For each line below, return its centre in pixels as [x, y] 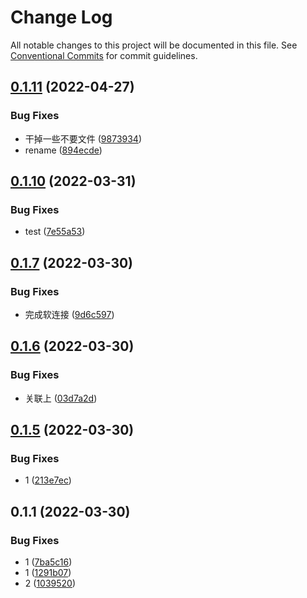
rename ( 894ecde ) [63, 150]
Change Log [61, 17]
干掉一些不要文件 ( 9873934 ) [83, 138]
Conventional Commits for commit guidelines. [104, 55]
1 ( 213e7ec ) [48, 480]
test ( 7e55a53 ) [55, 232]
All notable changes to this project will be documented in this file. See [154, 45]
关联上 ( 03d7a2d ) [61, 398]
